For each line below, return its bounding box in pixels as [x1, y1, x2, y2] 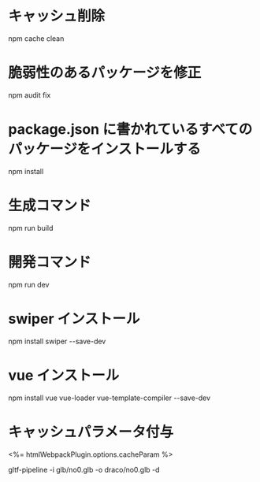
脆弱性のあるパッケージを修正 [8, 64, 202, 82]
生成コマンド [8, 197, 92, 214]
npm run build [8, 223, 54, 232]
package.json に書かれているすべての [8, 120, 253, 139]
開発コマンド [8, 253, 92, 271]
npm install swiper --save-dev [8, 336, 106, 346]
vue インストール [8, 366, 120, 384]
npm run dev [8, 280, 50, 289]
